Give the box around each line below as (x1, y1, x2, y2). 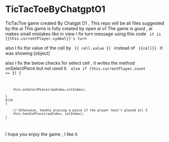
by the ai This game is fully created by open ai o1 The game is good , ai (5, 25, 153, 31)
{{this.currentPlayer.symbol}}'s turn (5, 36, 87, 41)
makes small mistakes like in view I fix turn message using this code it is (5, 31, 161, 37)
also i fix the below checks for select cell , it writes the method (5, 60, 135, 66)
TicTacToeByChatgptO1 (5, 4, 106, 15)
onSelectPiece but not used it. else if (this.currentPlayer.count (5, 65, 146, 71)
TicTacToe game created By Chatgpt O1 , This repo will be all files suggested (5, 20, 164, 26)
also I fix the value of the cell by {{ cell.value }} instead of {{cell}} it (5, 45, 163, 51)
